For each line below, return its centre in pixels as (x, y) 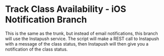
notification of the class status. (37, 49)
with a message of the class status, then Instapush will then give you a (77, 44)
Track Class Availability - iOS (66, 9)
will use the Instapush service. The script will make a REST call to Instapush (82, 39)
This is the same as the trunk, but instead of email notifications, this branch (82, 33)
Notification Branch (46, 20)
